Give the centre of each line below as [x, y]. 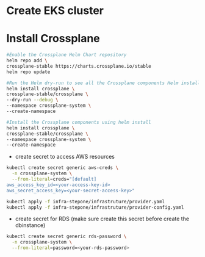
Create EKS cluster [55, 11]
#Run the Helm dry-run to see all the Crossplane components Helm [92, 83]
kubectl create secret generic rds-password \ [67, 237]
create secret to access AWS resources [65, 157]
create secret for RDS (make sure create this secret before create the [102, 219]
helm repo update [28, 72]
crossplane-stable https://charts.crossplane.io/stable [79, 66]
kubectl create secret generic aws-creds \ [63, 168]
